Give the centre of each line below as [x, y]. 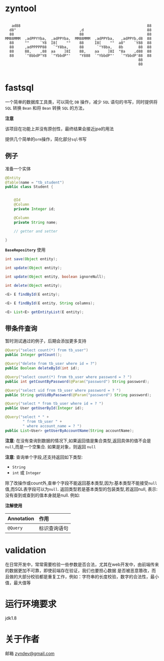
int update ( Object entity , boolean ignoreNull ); [55, 277]
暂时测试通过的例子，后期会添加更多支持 [46, 341]
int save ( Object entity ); [31, 259]
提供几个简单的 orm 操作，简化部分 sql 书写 [46, 139]
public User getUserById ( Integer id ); [44, 408]
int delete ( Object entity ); [34, 286]
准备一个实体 [18, 168]
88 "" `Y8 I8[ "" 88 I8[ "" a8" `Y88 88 [81, 43]
